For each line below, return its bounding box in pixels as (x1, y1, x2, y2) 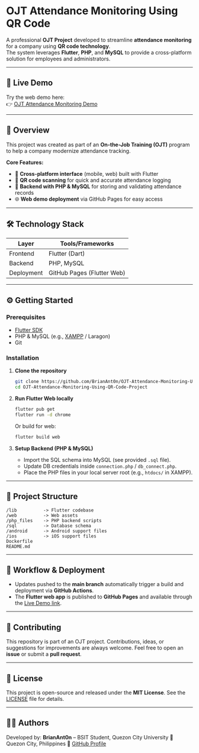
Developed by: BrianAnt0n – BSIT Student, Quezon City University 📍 (6, 733, 174, 741)
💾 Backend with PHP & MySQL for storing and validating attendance (14, 182, 182, 190)
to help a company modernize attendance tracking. (6, 147, 131, 155)
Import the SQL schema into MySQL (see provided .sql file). (23, 456, 171, 463)
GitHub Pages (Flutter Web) (48, 269, 126, 277)
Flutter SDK (14, 327, 43, 334)
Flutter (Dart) (48, 250, 85, 258)
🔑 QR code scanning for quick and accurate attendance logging (14, 176, 171, 184)
